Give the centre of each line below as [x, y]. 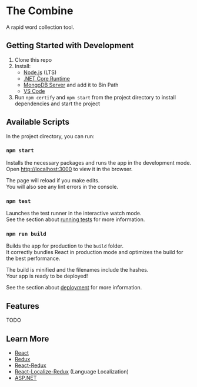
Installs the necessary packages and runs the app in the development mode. [99, 162]
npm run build [26, 234]
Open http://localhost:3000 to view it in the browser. [69, 169]
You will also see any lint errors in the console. [62, 186]
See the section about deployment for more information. [74, 288]
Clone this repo [33, 59]
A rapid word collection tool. [40, 27]
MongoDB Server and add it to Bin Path [71, 85]
